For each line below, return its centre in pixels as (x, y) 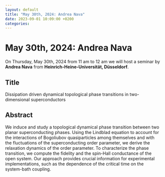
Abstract (19, 115)
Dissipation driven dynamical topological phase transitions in (67, 94)
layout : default (22, 10)
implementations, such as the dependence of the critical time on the (75, 164)
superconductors (48, 100)
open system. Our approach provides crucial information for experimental (80, 158)
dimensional (18, 100)
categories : (17, 23)
